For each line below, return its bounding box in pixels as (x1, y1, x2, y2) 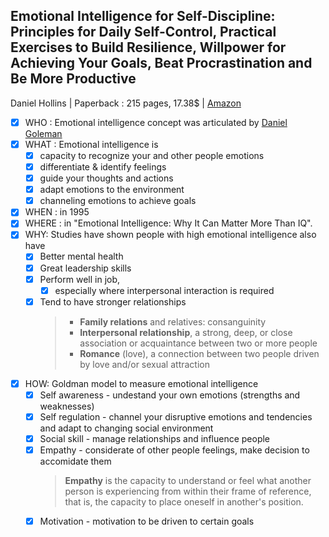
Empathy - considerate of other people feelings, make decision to (39, 444, 310, 456)
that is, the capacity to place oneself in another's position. (64, 496, 304, 508)
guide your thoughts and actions (39, 172, 174, 184)
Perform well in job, (39, 273, 121, 285)
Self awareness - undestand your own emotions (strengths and (39, 389, 301, 401)
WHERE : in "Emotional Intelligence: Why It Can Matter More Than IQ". (24, 217, 313, 229)
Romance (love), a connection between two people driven (79, 347, 320, 359)
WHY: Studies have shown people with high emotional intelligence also (24, 229, 317, 241)
